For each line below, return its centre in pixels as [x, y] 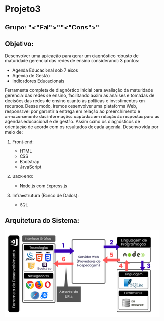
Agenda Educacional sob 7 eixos [45, 70]
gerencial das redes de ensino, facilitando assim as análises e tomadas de [80, 96]
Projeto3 [23, 9]
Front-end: [23, 142]
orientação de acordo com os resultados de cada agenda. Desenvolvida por [82, 127]
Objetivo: [20, 44]
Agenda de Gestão [31, 76]
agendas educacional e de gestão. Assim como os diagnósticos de [73, 122]
